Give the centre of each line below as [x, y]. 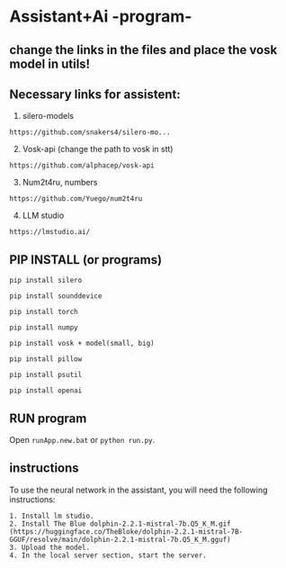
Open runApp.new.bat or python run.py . [82, 440]
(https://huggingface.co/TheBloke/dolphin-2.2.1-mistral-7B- [126, 532]
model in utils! [50, 63]
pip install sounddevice [56, 296]
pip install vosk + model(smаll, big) [82, 344]
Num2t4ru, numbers [60, 183]
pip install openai [46, 391]
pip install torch [44, 312]
